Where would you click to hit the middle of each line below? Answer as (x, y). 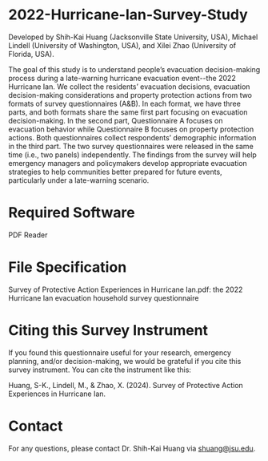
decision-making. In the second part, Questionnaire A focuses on (116, 120)
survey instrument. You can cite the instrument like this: (100, 370)
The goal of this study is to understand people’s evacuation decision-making (134, 69)
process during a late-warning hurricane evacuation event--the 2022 (122, 78)
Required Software (72, 213)
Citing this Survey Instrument (108, 330)
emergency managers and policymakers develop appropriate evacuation (128, 163)
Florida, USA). (31, 54)
